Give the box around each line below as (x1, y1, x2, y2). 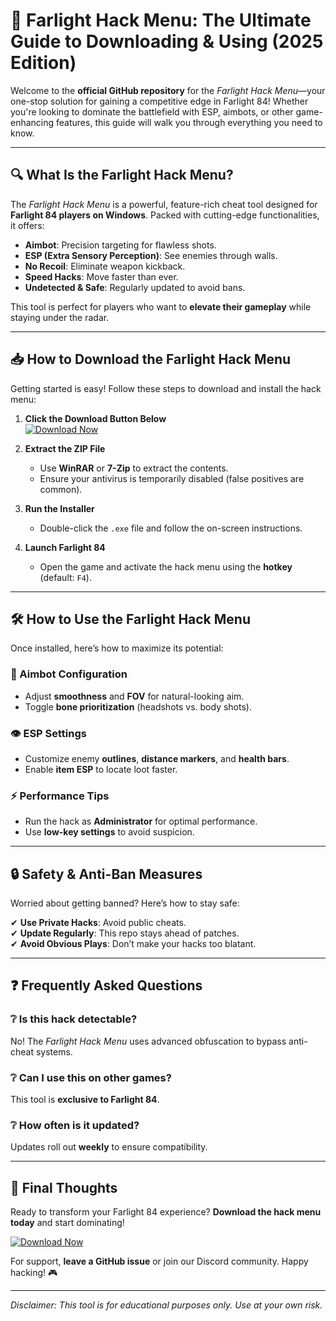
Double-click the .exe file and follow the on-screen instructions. (39, 522, 303, 534)
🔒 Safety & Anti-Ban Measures (10, 865, 203, 883)
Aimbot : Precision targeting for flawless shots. (24, 239, 217, 251)
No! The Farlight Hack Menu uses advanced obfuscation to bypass (10, 1035, 287, 1047)
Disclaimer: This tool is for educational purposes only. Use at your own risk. (10, 1299, 323, 1311)
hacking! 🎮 (10, 1267, 58, 1279)
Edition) (10, 52, 77, 74)
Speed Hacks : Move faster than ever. (24, 270, 179, 283)
